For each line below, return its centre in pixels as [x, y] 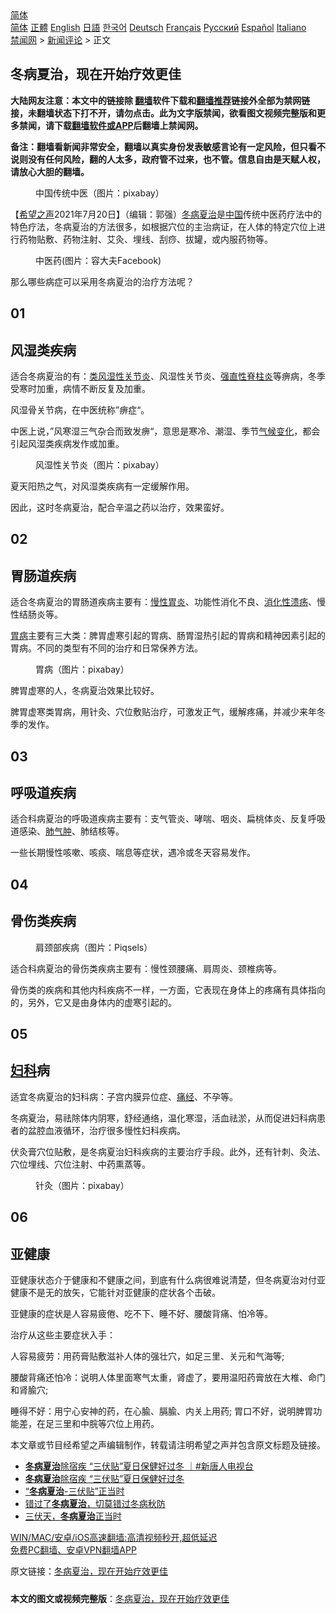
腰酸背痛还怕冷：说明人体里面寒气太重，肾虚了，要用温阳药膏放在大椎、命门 [168, 1378]
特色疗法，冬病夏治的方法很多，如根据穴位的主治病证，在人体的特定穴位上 [163, 226]
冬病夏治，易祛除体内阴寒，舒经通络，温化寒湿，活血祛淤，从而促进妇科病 [163, 1118]
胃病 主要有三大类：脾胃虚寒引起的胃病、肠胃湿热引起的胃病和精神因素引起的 [168, 636]
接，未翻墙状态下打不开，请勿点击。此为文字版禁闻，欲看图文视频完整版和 [163, 113]
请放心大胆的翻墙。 [50, 171]
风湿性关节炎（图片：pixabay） [100, 465]
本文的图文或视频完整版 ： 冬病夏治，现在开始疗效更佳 [120, 1599]
